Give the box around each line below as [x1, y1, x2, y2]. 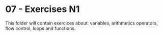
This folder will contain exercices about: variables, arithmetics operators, [5, 20, 158, 26]
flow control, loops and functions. [5, 25, 76, 31]
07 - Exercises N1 [5, 3, 80, 15]
